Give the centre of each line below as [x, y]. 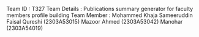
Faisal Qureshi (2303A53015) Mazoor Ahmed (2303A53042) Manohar [95, 22]
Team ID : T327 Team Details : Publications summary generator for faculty [100, 9]
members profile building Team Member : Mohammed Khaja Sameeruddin [99, 15]
